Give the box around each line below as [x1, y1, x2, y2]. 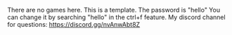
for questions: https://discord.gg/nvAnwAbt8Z [7, 21, 141, 28]
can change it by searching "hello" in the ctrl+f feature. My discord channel [7, 13, 226, 21]
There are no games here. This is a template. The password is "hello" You [7, 6, 220, 14]
